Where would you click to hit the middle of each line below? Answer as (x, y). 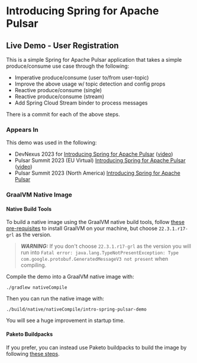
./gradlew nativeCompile (37, 288)
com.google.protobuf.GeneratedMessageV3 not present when (94, 259)
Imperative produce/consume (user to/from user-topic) (82, 78)
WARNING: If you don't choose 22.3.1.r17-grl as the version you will (106, 246)
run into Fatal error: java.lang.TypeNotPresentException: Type (100, 252)
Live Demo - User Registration (63, 45)
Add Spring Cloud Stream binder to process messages (81, 103)
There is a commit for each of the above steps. (63, 114)
